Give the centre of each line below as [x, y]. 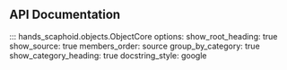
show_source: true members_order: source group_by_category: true [135, 46]
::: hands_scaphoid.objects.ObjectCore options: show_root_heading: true [143, 36]
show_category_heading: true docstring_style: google [108, 55]
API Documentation [65, 15]
